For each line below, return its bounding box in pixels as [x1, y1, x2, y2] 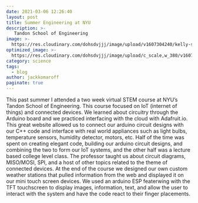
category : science [6, 58, 51, 64]
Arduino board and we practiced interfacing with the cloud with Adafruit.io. [6, 115, 188, 122]
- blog [11, 69, 28, 75]
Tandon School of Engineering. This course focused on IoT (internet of [6, 103, 178, 109]
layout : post [6, 14, 38, 20]
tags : [6, 63, 19, 70]
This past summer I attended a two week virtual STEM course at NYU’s [6, 96, 178, 103]
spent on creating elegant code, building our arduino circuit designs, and [6, 140, 183, 147]
